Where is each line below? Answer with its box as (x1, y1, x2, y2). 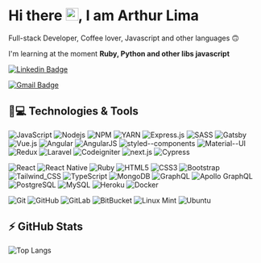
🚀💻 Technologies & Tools (8, 104, 139, 119)
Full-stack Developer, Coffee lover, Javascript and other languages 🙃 (8, 33, 240, 43)
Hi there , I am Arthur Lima (8, 6, 199, 25)
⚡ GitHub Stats (8, 220, 83, 234)
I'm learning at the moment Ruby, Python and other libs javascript (8, 48, 230, 58)
